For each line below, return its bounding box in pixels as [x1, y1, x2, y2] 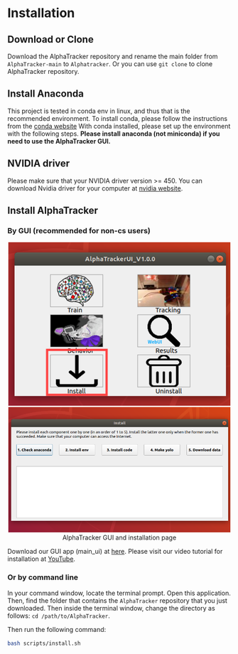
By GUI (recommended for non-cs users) [7, 225, 151, 235]
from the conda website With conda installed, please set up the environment [7, 122, 231, 130]
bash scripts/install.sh [7, 640, 81, 647]
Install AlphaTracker [7, 205, 98, 217]
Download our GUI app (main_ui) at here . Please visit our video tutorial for [7, 547, 223, 556]
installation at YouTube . [7, 554, 76, 563]
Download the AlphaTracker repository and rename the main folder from [7, 52, 218, 60]
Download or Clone [7, 33, 94, 45]
